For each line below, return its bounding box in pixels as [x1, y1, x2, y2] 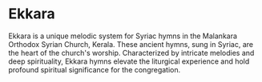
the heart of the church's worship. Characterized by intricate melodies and [8, 48, 255, 57]
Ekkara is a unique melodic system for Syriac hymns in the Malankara [8, 31, 238, 41]
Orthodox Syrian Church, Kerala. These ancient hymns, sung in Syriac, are [8, 39, 254, 49]
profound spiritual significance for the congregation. [8, 64, 181, 74]
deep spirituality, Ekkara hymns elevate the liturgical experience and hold [8, 57, 250, 66]
